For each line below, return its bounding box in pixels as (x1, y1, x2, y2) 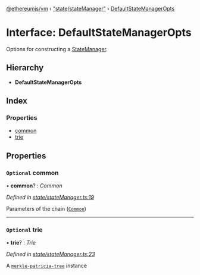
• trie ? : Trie (6, 239, 36, 246)
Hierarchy (6, 62, 44, 73)
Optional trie (6, 226, 43, 234)
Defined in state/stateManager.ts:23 (6, 251, 95, 258)
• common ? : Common (6, 182, 62, 189)
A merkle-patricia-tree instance (6, 262, 87, 270)
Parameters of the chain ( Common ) (6, 205, 86, 212)
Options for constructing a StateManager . (6, 45, 108, 52)
